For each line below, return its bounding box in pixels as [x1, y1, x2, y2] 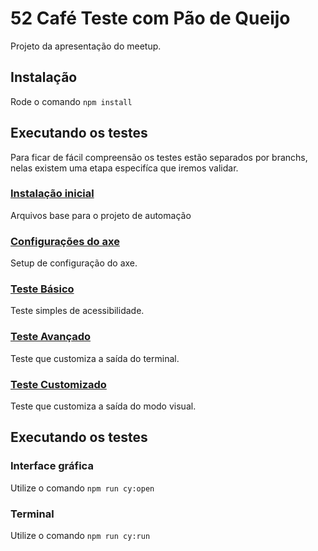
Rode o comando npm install [10, 95, 133, 107]
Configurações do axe [10, 234, 120, 248]
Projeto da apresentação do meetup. [10, 40, 162, 52]
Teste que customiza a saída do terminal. [10, 352, 180, 364]
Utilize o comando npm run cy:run [10, 530, 151, 542]
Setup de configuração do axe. [10, 257, 138, 269]
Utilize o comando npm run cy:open [10, 482, 155, 494]
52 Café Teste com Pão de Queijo [10, 7, 291, 30]
